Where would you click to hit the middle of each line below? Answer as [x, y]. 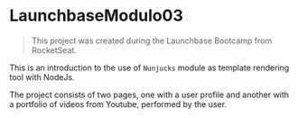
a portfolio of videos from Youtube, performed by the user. [118, 104]
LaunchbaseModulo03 [96, 16]
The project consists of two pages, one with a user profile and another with [149, 95]
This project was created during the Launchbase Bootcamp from [152, 41]
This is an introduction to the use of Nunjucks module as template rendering [149, 68]
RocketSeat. [54, 50]
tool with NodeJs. [42, 77]
